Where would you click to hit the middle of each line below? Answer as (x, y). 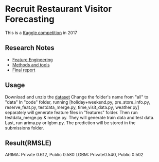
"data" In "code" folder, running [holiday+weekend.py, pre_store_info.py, (78, 102)
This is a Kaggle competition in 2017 (41, 32)
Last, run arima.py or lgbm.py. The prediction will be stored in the (70, 123)
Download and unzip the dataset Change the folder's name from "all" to (77, 97)
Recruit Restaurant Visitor (58, 9)
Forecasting (30, 19)
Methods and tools (31, 65)
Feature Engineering (32, 60)
